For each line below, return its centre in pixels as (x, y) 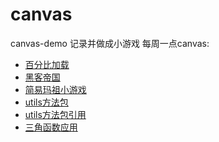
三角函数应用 (51, 127)
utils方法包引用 (55, 114)
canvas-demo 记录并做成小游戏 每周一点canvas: (110, 43)
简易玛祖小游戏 (55, 89)
